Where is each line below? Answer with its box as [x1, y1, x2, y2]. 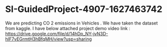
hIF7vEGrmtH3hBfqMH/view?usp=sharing [5, 36, 92, 42]
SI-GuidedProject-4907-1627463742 [5, 3, 162, 15]
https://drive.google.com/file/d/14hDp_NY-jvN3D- [5, 30, 108, 36]
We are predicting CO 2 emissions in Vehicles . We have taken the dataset [5, 20, 158, 26]
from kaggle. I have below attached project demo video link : [5, 25, 130, 31]
